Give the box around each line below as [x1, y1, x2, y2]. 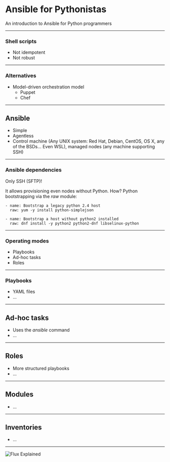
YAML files [12, 288, 35, 295]
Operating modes [5, 237, 49, 244]
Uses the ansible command [12, 327, 70, 333]
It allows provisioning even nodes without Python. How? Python [5, 188, 138, 194]
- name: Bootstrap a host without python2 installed [5, 216, 119, 221]
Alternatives [5, 72, 36, 79]
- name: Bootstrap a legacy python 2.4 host [5, 203, 101, 208]
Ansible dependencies [5, 167, 62, 174]
